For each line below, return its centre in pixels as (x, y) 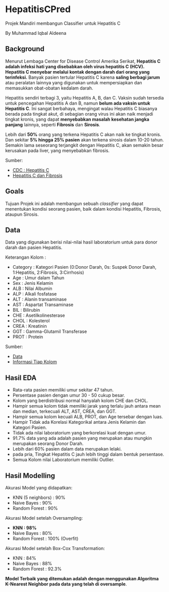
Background (25, 49)
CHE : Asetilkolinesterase (39, 315)
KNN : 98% (24, 528)
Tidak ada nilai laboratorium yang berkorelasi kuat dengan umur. (79, 433)
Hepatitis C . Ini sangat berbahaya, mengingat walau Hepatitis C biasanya (81, 108)
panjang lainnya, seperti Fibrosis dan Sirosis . (53, 124)
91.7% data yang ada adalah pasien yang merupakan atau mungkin (82, 438)
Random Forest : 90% (35, 508)
